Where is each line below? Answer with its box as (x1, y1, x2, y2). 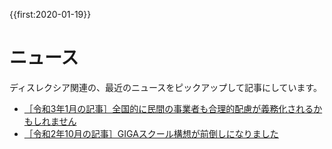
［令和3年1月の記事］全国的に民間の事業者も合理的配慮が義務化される (23, 102, 314, 114)
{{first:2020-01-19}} (9, 9, 92, 20)
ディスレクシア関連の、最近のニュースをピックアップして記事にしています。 (9, 81, 323, 93)
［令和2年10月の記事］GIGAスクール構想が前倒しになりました (23, 127, 279, 139)
